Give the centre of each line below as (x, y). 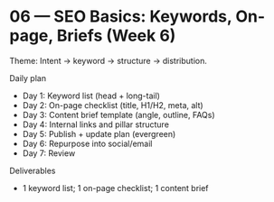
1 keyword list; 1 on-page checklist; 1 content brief (116, 188)
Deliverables (33, 170)
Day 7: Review (49, 153)
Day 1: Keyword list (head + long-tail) (91, 96)
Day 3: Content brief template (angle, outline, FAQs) (118, 115)
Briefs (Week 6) (116, 36)
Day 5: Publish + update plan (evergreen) (99, 133)
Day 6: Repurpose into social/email (87, 143)
